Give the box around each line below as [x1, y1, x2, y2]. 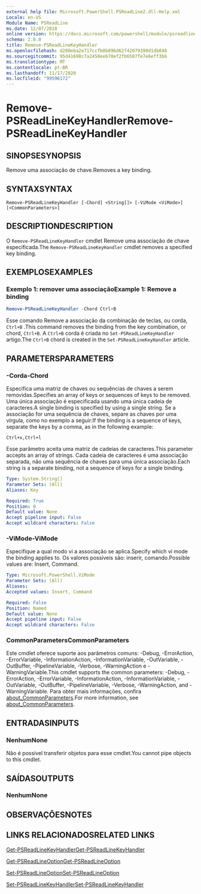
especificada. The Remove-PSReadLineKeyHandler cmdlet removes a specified [6, 243, 193, 250]
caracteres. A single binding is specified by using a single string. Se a [6, 404, 176, 411]
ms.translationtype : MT [6, 59, 66, 65]
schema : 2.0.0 [6, 37, 42, 43]
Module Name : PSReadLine [6, 20, 68, 26]
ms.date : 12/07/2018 [6, 25, 58, 32]
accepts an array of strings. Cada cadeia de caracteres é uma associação [6, 451, 188, 459]
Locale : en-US [6, 14, 42, 20]
